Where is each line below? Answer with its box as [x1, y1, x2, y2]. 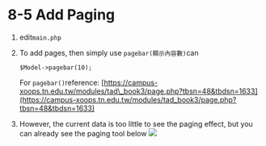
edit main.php [19, 32, 61, 42]
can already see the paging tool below [19, 128, 147, 138]
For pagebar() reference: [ [19, 77, 104, 87]
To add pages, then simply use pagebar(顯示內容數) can [19, 48, 199, 57]
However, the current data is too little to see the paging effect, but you [19, 119, 254, 128]
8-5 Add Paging [7, 6, 116, 24]
